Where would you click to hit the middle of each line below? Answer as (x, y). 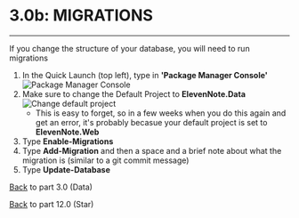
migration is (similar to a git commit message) (105, 160)
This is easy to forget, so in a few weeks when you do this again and (161, 113)
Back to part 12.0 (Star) (52, 204)
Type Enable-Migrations (68, 141)
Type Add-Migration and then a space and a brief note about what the (152, 150)
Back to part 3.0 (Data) (51, 187)
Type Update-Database (66, 169)
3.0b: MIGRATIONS (81, 16)
